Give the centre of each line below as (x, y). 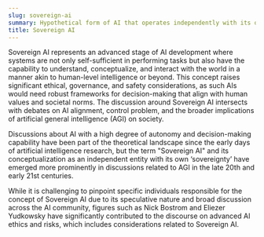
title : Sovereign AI (42, 30)
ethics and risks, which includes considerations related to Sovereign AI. (124, 224)
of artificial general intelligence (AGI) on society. (86, 119)
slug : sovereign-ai (40, 15)
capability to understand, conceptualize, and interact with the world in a (125, 69)
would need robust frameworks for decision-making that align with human (128, 94)
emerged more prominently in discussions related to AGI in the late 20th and (132, 168)
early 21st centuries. (41, 176)
